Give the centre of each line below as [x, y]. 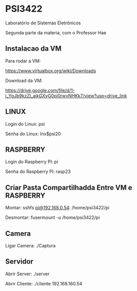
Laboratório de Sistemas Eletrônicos [43, 23]
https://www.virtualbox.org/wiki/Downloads [51, 70]
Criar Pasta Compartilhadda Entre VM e [69, 187]
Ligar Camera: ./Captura [30, 246]
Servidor [20, 262]
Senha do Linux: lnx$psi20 [33, 134]
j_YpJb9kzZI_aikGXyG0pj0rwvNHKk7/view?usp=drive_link [66, 96]
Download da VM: [24, 80]
